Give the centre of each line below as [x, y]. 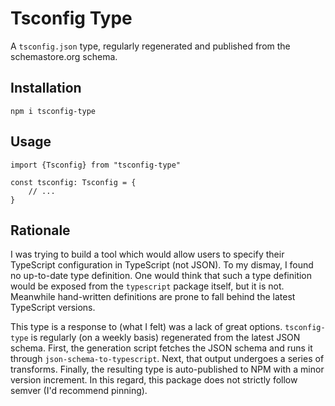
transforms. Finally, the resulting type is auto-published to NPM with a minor [167, 369]
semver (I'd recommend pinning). [79, 391]
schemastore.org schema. [64, 56]
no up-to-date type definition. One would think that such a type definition [161, 276]
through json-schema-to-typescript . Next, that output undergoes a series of [167, 359]
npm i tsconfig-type [53, 111]
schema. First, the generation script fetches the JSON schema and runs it [161, 348]
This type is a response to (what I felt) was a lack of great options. [146, 327]
